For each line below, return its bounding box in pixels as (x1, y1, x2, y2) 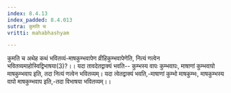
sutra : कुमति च (7, 23, 46, 30)
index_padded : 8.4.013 (7, 17, 73, 23)
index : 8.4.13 (7, 10, 48, 17)
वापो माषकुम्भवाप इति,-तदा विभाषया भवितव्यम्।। (7, 77, 112, 86)
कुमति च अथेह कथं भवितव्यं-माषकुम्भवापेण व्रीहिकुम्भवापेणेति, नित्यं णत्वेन (7, 54, 160, 63)
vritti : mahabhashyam (7, 29, 70, 37)
